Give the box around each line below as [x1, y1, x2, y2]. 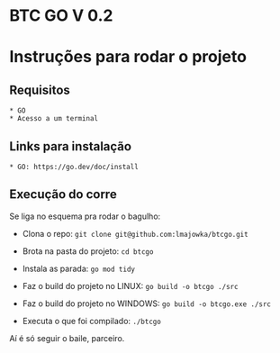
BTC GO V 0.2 [9, 5, 113, 26]
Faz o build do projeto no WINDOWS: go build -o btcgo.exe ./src [22, 298, 272, 309]
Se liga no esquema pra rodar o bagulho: [9, 211, 161, 222]
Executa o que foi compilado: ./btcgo [22, 315, 162, 326]
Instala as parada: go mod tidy [22, 263, 135, 274]
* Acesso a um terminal [9, 114, 99, 123]
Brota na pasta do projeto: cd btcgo [22, 245, 154, 257]
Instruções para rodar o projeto [9, 47, 248, 68]
